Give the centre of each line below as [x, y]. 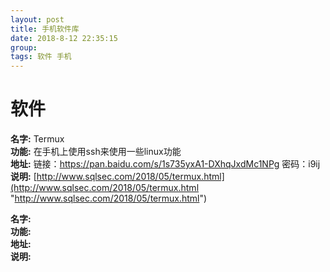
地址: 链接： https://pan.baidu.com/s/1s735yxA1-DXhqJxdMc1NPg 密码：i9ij [165, 164]
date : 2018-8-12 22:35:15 [64, 38]
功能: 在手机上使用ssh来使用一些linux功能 [96, 152]
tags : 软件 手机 [41, 57]
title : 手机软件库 [45, 29]
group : [24, 47]
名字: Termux [37, 139]
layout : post [37, 19]
